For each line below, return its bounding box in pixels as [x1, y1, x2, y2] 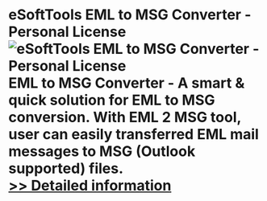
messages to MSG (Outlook [8, 142, 196, 161]
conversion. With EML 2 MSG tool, [8, 109, 242, 126]
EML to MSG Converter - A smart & [8, 74, 245, 92]
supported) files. [8, 159, 123, 178]
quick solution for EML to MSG [8, 91, 215, 109]
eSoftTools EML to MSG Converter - [8, 6, 252, 24]
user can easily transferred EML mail [8, 125, 260, 144]
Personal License [8, 23, 127, 41]
